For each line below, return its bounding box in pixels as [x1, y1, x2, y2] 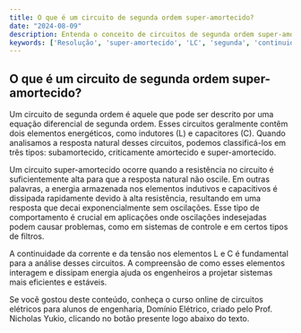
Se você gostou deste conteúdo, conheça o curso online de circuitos [9, 295, 264, 305]
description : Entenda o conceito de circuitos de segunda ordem [9, 30, 254, 38]
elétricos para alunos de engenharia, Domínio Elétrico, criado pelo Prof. [9, 303, 273, 314]
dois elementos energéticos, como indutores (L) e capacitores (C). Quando [9, 128, 287, 139]
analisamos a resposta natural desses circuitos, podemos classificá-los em [9, 138, 287, 149]
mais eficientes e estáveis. [9, 277, 107, 287]
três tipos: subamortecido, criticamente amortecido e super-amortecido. [9, 147, 277, 158]
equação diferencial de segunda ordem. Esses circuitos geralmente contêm [9, 118, 288, 130]
